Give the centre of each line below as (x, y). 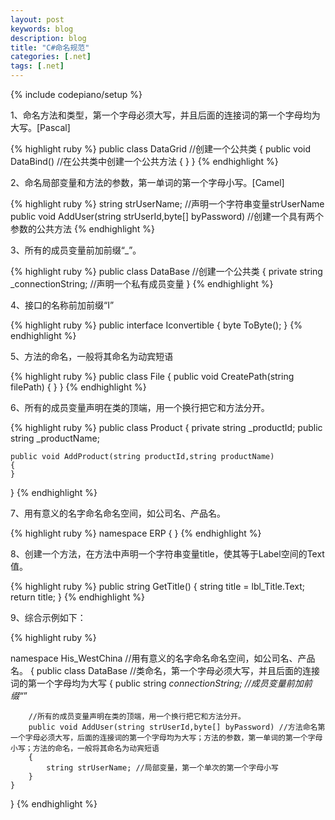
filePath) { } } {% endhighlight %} (78, 387)
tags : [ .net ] (37, 66)
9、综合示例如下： (48, 617)
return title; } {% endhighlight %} (77, 597)
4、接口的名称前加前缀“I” (62, 305)
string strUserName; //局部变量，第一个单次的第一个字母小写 (162, 768)
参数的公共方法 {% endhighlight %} (83, 229)
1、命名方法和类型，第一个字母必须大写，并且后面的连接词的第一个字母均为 (165, 115)
